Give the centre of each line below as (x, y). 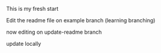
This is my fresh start (32, 9)
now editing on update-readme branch (54, 32)
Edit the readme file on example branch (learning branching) (81, 20)
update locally (24, 44)
